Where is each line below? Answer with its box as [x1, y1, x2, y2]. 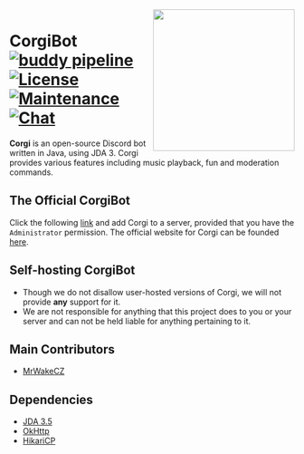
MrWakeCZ [22, 366, 65, 377]
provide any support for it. [22, 296, 121, 307]
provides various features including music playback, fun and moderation [9, 157, 280, 168]
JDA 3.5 [22, 416, 52, 427]
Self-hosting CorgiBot [9, 263, 136, 278]
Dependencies [9, 391, 93, 407]
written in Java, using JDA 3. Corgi [9, 147, 138, 158]
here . [9, 236, 29, 247]
